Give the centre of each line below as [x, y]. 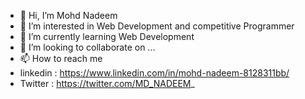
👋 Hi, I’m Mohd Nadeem [68, 15]
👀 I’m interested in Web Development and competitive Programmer [157, 26]
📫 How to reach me [61, 58]
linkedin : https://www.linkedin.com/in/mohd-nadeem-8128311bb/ [154, 73]
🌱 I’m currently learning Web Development [107, 36]
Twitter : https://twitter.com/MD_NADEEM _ [107, 83]
